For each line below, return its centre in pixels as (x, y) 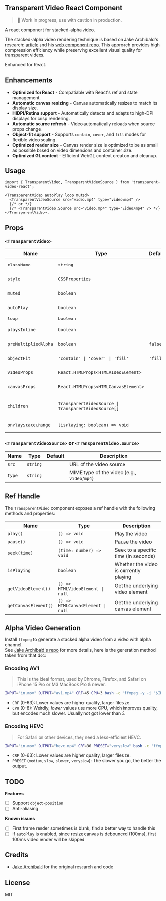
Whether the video (136, 564)
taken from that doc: (26, 655)
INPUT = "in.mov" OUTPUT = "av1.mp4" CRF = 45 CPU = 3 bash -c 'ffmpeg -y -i (78, 693)
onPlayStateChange (29, 425)
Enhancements (29, 80)
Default (56, 456)
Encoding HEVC (24, 726)
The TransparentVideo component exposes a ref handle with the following (80, 508)
